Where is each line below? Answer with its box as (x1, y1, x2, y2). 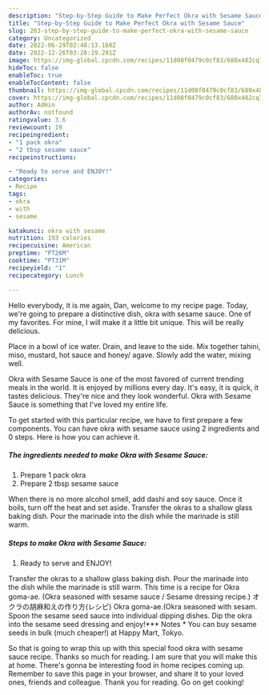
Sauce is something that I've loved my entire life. (8, 400, 169, 409)
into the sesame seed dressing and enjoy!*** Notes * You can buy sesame (8, 620, 257, 629)
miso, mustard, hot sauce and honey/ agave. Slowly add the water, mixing (8, 350, 251, 360)
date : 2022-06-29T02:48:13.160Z (8, 42, 116, 50)
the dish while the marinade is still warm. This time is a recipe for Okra (8, 582, 240, 593)
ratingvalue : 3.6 (8, 116, 66, 124)
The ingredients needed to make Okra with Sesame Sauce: (8, 450, 208, 460)
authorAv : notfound (8, 109, 74, 117)
